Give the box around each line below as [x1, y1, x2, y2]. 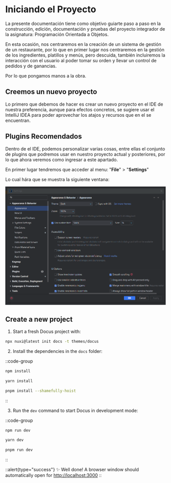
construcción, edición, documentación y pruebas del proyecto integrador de [5, 26, 165, 32]
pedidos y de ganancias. [5, 63, 57, 69]
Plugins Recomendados [5, 132, 82, 141]
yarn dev [5, 438, 24, 443]
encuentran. [5, 117, 31, 123]
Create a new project [5, 315, 73, 323]
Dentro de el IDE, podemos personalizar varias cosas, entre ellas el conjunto [5, 145, 165, 151]
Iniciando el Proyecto [5, 4, 97, 15]
